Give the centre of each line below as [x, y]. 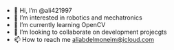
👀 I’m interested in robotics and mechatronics [78, 18]
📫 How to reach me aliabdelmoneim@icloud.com [84, 40]
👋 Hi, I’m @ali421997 [43, 10]
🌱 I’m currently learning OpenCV [59, 25]
